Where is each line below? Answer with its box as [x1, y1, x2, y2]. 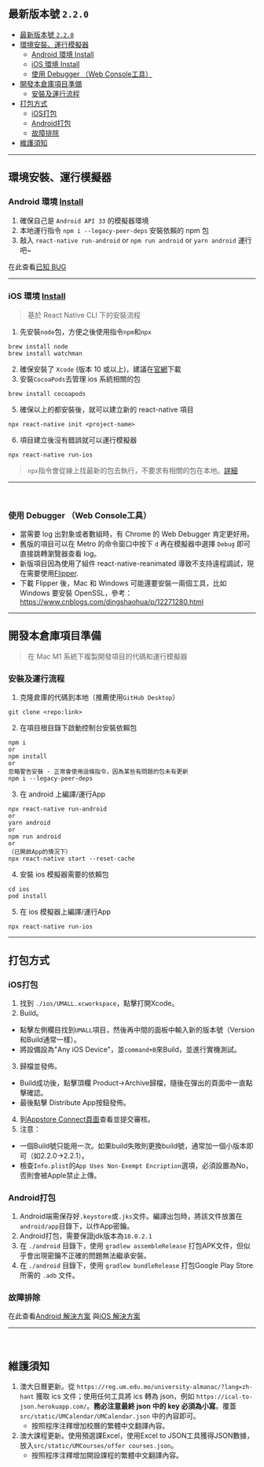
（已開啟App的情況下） [8, 848, 72, 856]
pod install [8, 892, 47, 900]
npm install [8, 752, 47, 761]
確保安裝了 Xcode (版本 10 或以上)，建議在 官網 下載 [19, 364, 182, 374]
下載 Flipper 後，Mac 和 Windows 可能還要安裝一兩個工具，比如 [19, 578, 227, 588]
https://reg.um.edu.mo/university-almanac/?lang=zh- [76, 1384, 253, 1391]
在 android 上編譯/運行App [19, 789, 106, 799]
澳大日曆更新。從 [19, 1382, 75, 1391]
